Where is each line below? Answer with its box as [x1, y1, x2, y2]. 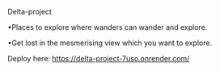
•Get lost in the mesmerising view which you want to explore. [7, 38, 212, 48]
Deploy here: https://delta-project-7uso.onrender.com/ [7, 54, 190, 63]
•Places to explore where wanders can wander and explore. [7, 23, 208, 31]
